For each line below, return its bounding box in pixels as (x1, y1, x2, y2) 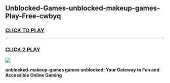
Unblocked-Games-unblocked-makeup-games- (5, 4, 160, 13)
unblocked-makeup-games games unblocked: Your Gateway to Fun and (5, 66, 160, 72)
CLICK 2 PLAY (5, 46, 40, 53)
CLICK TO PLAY (5, 27, 45, 34)
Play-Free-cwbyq (5, 12, 61, 21)
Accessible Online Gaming (5, 72, 62, 78)
